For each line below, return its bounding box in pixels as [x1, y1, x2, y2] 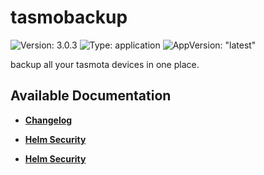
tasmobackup [10, 6, 128, 29]
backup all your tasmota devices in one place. [10, 58, 200, 70]
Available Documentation [10, 87, 172, 105]
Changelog [24, 114, 73, 126]
